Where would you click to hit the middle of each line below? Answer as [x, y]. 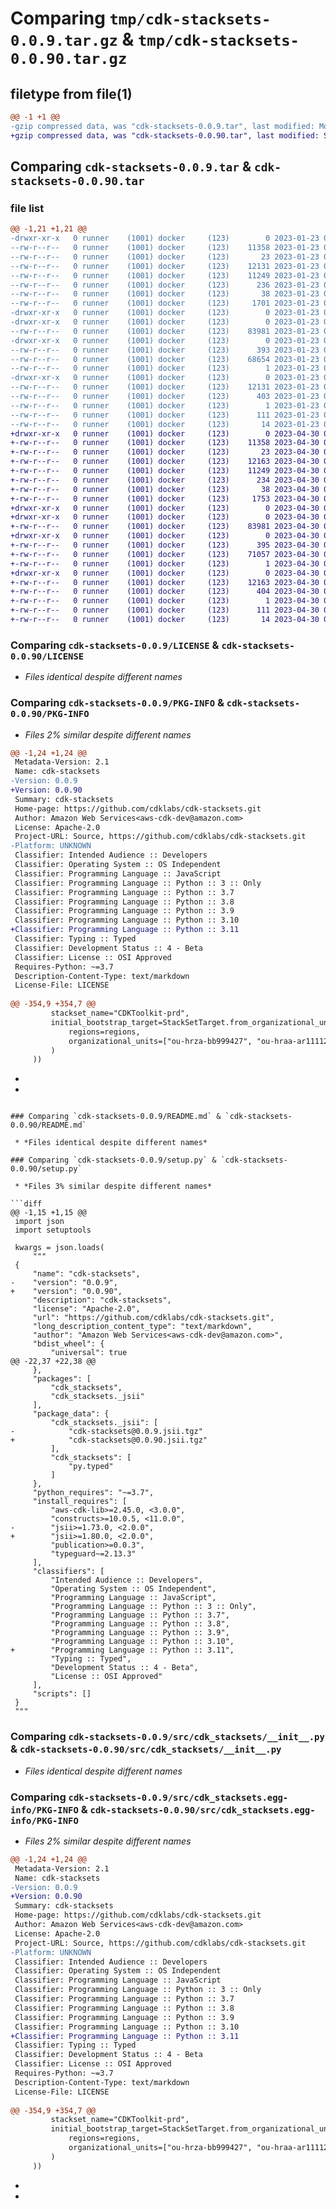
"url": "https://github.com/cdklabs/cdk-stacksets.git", [153, 1318]
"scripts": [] [62, 1694]
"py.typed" [91, 1467]
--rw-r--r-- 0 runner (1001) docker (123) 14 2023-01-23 [165, 424]
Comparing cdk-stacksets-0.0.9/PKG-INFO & [117, 703]
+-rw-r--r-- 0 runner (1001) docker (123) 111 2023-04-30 [165, 610]
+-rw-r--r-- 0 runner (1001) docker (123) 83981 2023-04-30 [165, 527]
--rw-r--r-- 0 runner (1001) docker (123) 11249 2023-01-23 [165, 275]
